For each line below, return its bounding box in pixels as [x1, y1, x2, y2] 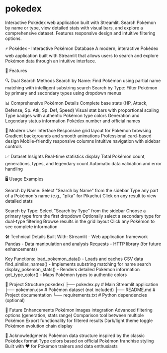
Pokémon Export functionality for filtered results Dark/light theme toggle [5, 318, 153, 324]
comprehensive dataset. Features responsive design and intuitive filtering [5, 30, 156, 36]
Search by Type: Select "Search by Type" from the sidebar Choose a [5, 208, 146, 214]
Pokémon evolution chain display [5, 323, 73, 329]
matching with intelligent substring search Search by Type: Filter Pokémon [5, 84, 158, 90]
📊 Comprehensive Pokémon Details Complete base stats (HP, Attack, [5, 100, 148, 106]
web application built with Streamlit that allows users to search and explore [5, 52, 159, 58]
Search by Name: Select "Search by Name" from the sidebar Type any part [5, 187, 159, 193]
